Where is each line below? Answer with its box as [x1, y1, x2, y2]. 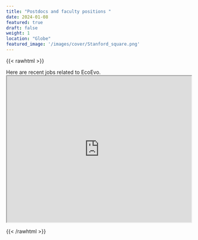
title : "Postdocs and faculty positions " [6, 8, 111, 15]
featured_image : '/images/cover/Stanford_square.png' [6, 42, 141, 47]
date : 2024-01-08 [6, 14, 49, 20]
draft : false [6, 25, 38, 31]
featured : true [6, 19, 43, 25]
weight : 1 [6, 30, 30, 36]
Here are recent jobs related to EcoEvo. [6, 68, 101, 76]
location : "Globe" [6, 36, 51, 42]
